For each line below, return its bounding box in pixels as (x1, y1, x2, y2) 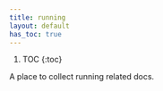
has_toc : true (9, 29, 63, 38)
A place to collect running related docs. (9, 71, 155, 82)
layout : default (9, 21, 70, 30)
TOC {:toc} (21, 54, 63, 65)
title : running (9, 12, 66, 22)
